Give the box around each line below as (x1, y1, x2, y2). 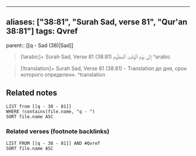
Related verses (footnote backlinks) (6, 127, 110, 135)
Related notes (6, 88, 57, 98)
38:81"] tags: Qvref (6, 26, 78, 36)
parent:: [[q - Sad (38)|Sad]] (6, 41, 74, 48)
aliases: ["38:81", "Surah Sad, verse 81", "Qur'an (6, 17, 188, 27)
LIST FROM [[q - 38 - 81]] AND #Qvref (6, 140, 100, 146)
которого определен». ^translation (20, 71, 106, 78)
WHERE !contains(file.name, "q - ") (6, 109, 95, 115)
